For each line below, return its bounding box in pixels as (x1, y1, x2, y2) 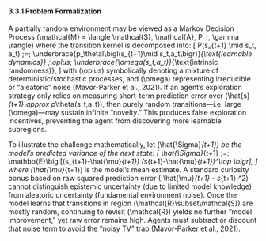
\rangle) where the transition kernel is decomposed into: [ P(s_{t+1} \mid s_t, (8, 40, 256, 51)
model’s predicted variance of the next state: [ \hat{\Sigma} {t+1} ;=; (8, 149, 230, 158)
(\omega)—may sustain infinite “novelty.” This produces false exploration (8, 107, 247, 118)
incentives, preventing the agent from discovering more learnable (8, 116, 222, 126)
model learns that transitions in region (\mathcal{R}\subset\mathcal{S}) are (8, 198, 253, 209)
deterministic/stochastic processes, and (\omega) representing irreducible (8, 74, 251, 84)
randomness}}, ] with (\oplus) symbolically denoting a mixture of (8, 66, 219, 75)
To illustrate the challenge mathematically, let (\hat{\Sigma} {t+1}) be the (8, 140, 242, 149)
